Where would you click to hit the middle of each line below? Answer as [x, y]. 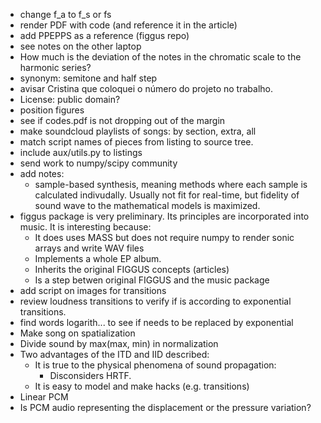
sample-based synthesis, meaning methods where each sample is [171, 184]
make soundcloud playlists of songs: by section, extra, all [138, 131]
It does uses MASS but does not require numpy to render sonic [164, 237]
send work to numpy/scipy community [98, 163]
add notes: [42, 173]
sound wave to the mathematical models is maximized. [147, 205]
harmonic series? [55, 67]
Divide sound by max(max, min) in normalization [119, 343]
